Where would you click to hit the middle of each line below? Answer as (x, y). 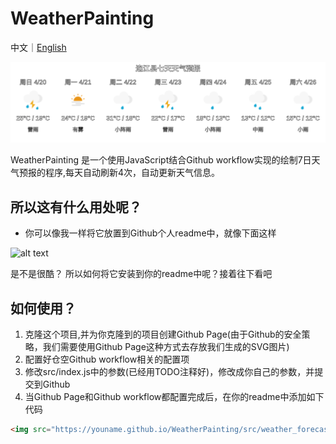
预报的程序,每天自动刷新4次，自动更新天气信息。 (119, 173)
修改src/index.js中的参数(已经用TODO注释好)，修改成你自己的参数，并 (169, 371)
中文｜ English (38, 47)
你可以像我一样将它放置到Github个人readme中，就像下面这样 (150, 233)
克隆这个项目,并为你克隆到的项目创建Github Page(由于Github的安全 (163, 334)
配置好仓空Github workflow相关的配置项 (107, 359)
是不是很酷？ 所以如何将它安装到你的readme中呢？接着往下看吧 (141, 274)
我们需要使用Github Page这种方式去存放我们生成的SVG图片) (166, 346)
